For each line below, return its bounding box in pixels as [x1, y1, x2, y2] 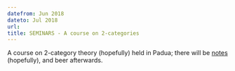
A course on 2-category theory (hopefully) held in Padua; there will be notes [7, 49, 228, 57]
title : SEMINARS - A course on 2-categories [7, 29, 140, 37]
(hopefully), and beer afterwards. [7, 56, 103, 65]
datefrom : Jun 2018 [7, 10, 65, 17]
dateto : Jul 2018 [7, 17, 58, 24]
